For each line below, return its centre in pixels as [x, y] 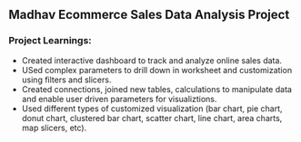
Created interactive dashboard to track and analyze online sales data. [152, 60]
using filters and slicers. [66, 80]
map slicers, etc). [54, 128]
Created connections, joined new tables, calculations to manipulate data [157, 89]
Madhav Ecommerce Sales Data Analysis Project [149, 15]
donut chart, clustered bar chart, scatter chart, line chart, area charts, [152, 118]
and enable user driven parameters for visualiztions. [119, 99]
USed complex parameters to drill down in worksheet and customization [157, 70]
